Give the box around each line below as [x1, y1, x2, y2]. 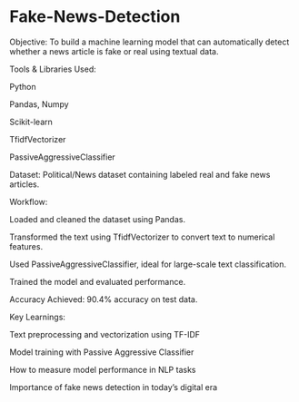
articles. [9, 179, 40, 190]
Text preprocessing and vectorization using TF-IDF [9, 328, 201, 339]
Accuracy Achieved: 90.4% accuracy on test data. [9, 293, 198, 305]
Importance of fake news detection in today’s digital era [9, 381, 218, 392]
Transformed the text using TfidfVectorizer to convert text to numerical [9, 231, 275, 242]
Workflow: [9, 196, 48, 207]
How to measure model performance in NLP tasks [9, 364, 196, 375]
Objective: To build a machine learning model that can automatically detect [9, 36, 290, 47]
